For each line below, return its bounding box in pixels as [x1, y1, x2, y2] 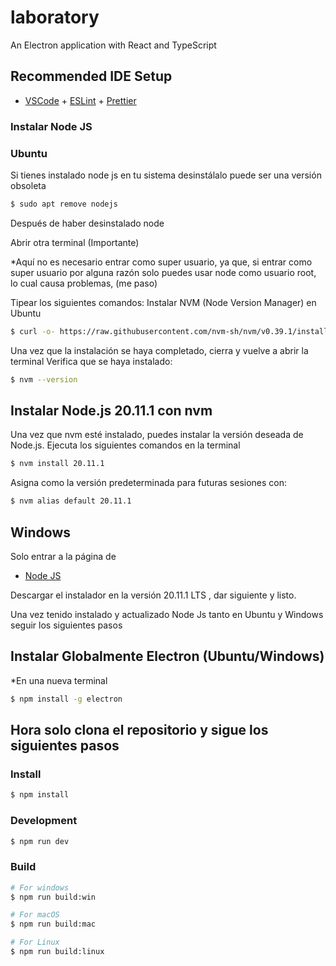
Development [10, 814, 78, 828]
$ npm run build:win [10, 892, 97, 902]
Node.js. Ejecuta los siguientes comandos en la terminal [10, 439, 241, 451]
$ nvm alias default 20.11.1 [10, 496, 132, 506]
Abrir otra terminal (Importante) [10, 236, 140, 248]
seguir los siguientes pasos [10, 619, 123, 631]
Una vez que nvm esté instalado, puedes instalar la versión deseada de [10, 429, 304, 441]
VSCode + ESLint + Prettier [24, 94, 137, 106]
